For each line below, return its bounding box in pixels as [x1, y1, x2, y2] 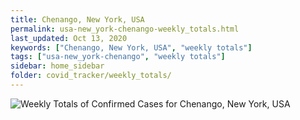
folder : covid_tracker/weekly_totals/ [10, 71, 172, 81]
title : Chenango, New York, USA [10, 14, 145, 25]
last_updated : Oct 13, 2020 [10, 33, 128, 43]
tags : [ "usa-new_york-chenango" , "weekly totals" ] [10, 52, 226, 62]
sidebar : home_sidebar [10, 61, 105, 71]
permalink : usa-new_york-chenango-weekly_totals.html [10, 24, 240, 34]
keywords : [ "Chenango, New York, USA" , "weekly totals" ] [10, 42, 253, 53]
